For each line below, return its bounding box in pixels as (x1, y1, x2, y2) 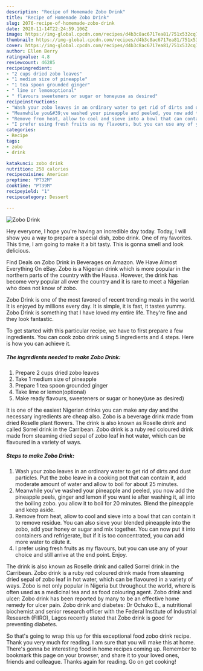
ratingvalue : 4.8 (6, 54, 50, 60)
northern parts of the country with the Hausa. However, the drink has (6, 271, 178, 279)
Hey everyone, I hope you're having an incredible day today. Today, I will (6, 227, 187, 235)
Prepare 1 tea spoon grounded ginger (14, 381, 108, 389)
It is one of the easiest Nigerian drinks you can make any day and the (6, 406, 179, 413)
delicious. (6, 247, 30, 254)
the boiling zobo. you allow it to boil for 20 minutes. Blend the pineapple (14, 499, 194, 507)
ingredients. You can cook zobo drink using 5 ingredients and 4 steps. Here (6, 333, 195, 340)
